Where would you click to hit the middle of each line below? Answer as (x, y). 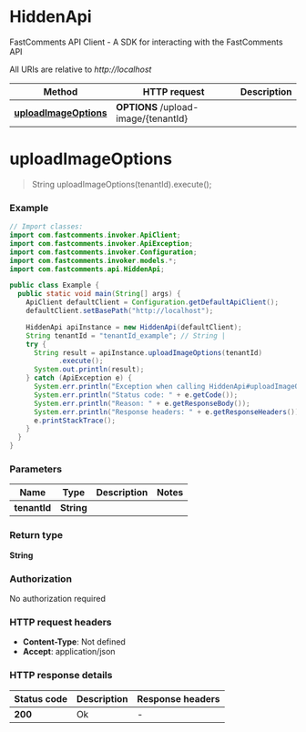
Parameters (36, 469)
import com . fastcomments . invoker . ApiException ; (102, 243)
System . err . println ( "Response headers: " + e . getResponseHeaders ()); (168, 412)
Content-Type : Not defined (74, 642)
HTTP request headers (61, 622)
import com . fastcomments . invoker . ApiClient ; (95, 235)
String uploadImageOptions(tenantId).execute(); (122, 184)
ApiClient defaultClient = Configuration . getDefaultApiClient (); (153, 302)
